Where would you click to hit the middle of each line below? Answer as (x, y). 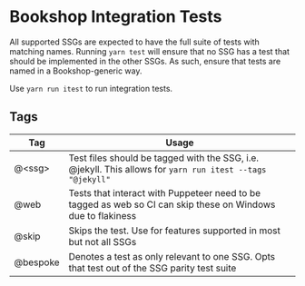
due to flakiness (103, 215)
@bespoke (37, 262)
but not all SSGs (103, 242)
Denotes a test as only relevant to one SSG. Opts (172, 256)
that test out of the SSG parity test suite (152, 268)
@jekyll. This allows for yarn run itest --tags (167, 169)
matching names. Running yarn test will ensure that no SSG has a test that (150, 51)
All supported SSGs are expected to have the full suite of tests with (135, 42)
